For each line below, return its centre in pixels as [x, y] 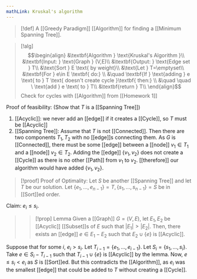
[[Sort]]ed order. [40, 194]
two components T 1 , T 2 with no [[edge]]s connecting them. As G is [95, 138]
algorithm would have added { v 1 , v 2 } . [59, 168]
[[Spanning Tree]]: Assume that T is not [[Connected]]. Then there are [99, 131]
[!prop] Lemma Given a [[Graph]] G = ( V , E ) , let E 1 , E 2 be [103, 220]
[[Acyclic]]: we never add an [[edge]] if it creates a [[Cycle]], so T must [101, 118]
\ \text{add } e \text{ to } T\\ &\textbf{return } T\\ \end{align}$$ [106, 87]
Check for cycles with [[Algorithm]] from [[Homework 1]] [89, 95]
